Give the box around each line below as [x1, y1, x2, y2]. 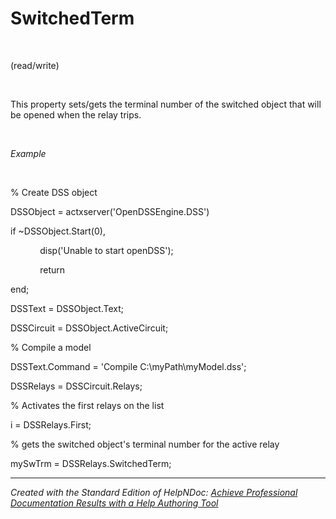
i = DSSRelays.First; [10, 418, 92, 431]
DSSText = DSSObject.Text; [10, 302, 124, 314]
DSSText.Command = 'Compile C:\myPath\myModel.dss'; [10, 360, 247, 372]
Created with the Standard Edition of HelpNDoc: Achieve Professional [10, 486, 298, 498]
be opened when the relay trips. [10, 108, 142, 121]
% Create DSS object [10, 186, 98, 198]
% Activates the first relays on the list [10, 399, 165, 411]
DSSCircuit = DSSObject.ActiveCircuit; [10, 322, 169, 334]
